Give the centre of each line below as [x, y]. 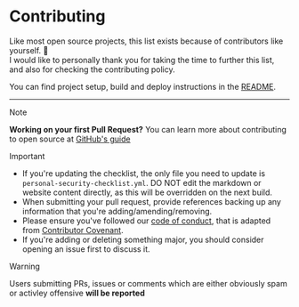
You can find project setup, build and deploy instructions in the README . [143, 86]
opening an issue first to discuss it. [86, 249]
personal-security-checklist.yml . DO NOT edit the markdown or [141, 182]
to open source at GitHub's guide [70, 139]
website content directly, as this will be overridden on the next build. [147, 192]
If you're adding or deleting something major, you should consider [143, 239]
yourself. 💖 [29, 50]
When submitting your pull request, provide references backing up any [152, 201]
